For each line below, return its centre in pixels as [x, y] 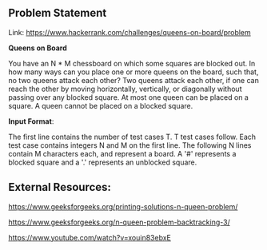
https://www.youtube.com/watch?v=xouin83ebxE [90, 237]
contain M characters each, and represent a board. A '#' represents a [122, 153]
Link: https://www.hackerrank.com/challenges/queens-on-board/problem [130, 32]
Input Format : [31, 121]
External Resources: [60, 187]
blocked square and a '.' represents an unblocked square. [103, 162]
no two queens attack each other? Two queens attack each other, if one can [134, 80]
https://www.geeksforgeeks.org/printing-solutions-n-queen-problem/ [123, 206]
